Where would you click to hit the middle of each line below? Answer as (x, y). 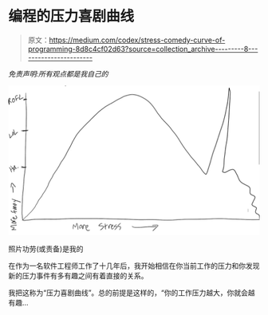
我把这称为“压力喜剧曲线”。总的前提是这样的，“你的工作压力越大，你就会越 (132, 293)
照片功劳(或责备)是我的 (46, 249)
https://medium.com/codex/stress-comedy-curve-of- (137, 40)
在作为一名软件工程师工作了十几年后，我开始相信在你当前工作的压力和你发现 (134, 266)
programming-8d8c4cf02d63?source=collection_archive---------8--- (143, 49)
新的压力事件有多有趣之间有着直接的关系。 (78, 276)
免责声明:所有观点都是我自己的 (59, 73)
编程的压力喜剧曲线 (71, 16)
